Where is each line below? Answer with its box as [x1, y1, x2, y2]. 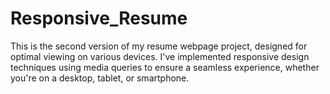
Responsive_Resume [10, 7, 188, 30]
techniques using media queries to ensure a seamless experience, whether [10, 61, 320, 73]
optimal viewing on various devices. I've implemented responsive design [10, 50, 310, 62]
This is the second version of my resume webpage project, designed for [10, 40, 308, 52]
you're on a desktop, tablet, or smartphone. [10, 72, 190, 84]
